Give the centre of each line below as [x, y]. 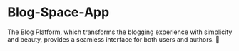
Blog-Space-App [59, 12]
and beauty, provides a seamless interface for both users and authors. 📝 [113, 39]
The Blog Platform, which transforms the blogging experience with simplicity [120, 32]
